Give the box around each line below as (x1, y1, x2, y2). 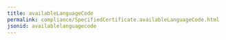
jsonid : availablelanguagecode (7, 22, 97, 29)
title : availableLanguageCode (7, 9, 94, 17)
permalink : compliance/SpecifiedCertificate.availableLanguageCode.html (7, 16, 220, 23)
